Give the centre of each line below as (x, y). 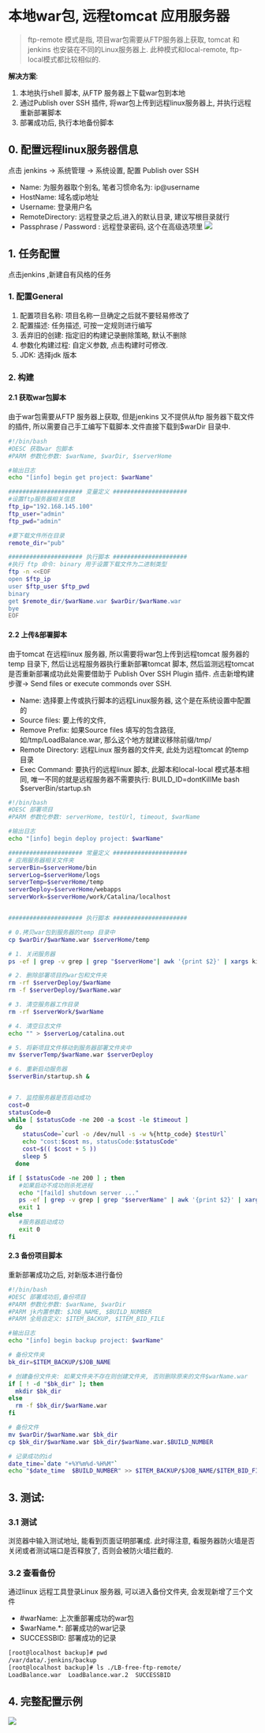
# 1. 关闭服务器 (32, 954)
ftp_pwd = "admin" (35, 521)
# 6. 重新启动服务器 (38, 1069)
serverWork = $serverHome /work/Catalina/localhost (90, 897)
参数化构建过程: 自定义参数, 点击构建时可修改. (93, 345)
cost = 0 (19, 1105)
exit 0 (30, 1229)
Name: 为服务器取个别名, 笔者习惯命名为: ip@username (109, 187)
